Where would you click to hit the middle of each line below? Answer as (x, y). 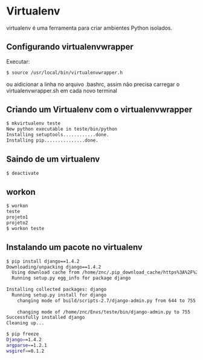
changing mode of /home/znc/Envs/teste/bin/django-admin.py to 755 (104, 312)
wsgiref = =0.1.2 (25, 351)
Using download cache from (46, 273)
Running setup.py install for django (59, 295)
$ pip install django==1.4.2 (43, 261)
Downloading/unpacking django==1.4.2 (54, 267)
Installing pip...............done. (52, 140)
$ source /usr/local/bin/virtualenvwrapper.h (64, 73)
